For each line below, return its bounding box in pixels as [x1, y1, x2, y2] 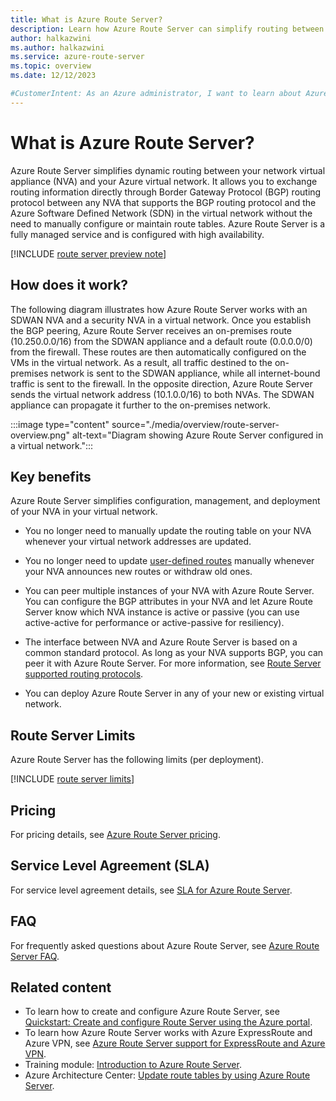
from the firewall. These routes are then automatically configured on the [10, 346, 307, 358]
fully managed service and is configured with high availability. [10, 228, 265, 240]
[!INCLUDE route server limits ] [10, 773, 135, 785]
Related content [10, 979, 112, 996]
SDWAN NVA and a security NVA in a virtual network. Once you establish [10, 314, 312, 326]
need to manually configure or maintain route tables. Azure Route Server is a [10, 217, 326, 230]
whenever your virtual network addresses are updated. [24, 536, 252, 548]
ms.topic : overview [10, 61, 92, 71]
